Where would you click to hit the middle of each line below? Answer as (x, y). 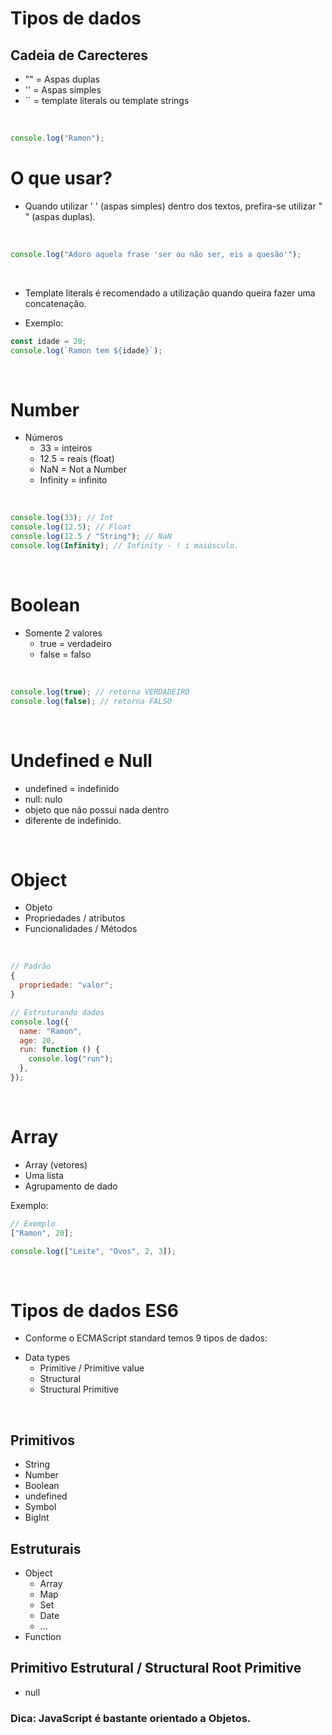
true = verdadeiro (75, 643)
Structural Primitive (79, 1389)
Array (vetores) (56, 1164)
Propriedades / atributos (75, 918)
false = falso (65, 654)
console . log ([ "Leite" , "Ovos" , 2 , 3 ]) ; (93, 1251)
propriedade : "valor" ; (66, 985)
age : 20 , (37, 1040)
